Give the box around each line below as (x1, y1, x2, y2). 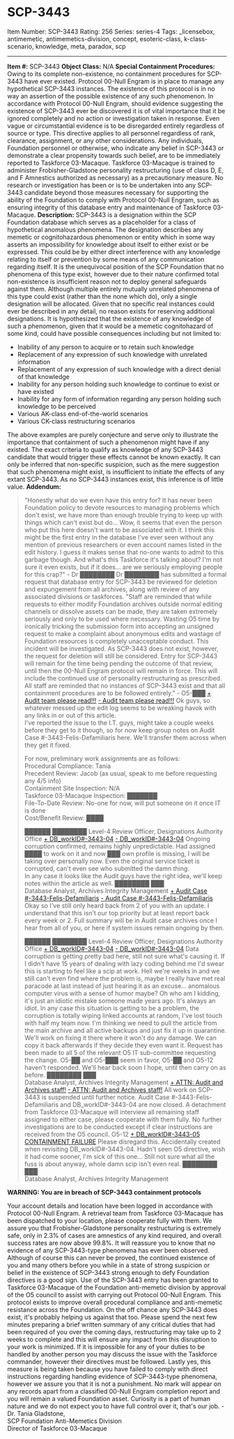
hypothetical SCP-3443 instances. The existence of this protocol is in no (7, 84, 215, 93)
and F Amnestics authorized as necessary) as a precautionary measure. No (7, 173, 224, 182)
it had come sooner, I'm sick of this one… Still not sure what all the (24, 1152, 214, 1160)
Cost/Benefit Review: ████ (24, 813, 104, 822)
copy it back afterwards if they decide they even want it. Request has (24, 1041, 223, 1049)
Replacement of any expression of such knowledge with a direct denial (17, 364, 221, 374)
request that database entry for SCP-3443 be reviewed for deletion (24, 577, 217, 586)
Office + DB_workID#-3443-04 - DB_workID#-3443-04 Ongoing (24, 834, 210, 843)
